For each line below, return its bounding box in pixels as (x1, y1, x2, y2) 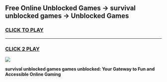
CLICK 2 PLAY (5, 45, 40, 52)
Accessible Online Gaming (5, 71, 61, 77)
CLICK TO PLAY (5, 27, 44, 34)
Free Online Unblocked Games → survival (5, 4, 136, 12)
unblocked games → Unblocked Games (5, 12, 129, 20)
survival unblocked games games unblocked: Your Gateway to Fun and (5, 66, 155, 72)
